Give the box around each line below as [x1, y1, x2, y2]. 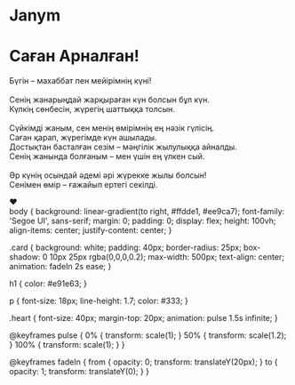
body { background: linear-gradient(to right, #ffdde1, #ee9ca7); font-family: [9, 206, 285, 217]
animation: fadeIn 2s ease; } [9, 261, 112, 272]
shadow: [9, 252, 41, 262]
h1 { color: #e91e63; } [9, 278, 87, 289]
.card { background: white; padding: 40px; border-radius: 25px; [9, 242, 242, 253]
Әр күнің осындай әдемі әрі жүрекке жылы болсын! [9, 170, 207, 180]
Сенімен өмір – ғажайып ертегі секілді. [9, 180, 158, 190]
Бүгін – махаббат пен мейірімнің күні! [9, 76, 152, 86]
